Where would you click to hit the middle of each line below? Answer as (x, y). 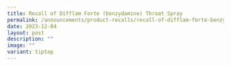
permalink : (23, 20)
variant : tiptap (30, 52)
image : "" (21, 45)
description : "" (30, 39)
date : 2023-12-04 (32, 26)
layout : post (26, 33)
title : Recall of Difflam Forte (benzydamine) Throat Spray (95, 13)
